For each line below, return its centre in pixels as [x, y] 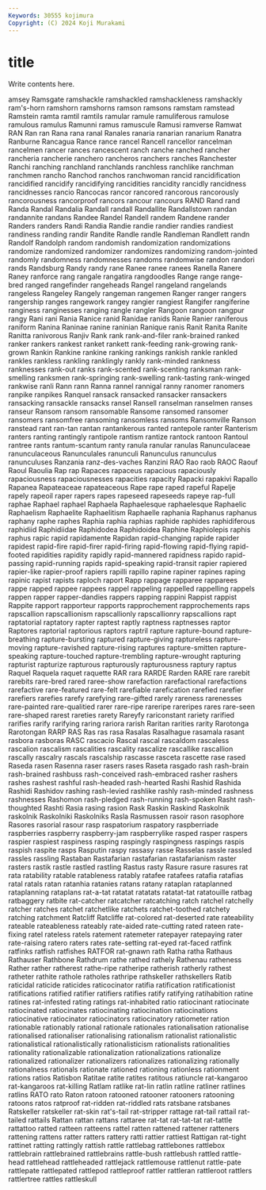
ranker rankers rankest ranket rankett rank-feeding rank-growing [114, 344]
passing [21, 564]
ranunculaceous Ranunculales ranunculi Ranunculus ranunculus [112, 454]
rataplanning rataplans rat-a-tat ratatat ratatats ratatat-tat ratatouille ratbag [130, 892]
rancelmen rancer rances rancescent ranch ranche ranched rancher [120, 150]
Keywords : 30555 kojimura [51, 15]
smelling [22, 378]
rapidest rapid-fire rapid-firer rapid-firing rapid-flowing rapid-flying [118, 547]
